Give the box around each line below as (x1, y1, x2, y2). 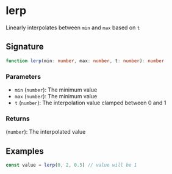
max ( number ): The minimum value (14, 92, 98, 100)
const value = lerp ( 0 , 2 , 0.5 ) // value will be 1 (5, 162, 137, 169)
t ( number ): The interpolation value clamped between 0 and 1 (14, 99, 167, 106)
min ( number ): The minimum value (14, 86, 98, 93)
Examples (5, 146, 44, 156)
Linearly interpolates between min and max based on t (5, 24, 140, 31)
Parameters (5, 72, 41, 81)
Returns (5, 114, 30, 123)
